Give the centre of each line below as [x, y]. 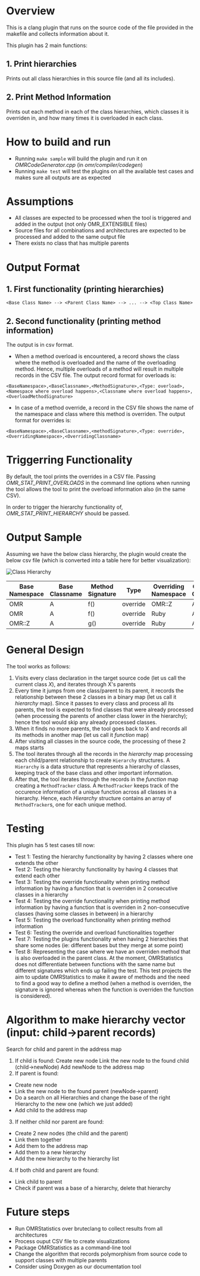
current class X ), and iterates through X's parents [75, 684]
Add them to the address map [51, 1146]
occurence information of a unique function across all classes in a [96, 792]
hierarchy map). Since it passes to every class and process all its [94, 704]
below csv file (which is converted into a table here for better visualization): [99, 561]
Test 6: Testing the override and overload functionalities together [94, 933]
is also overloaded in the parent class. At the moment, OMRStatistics [99, 958]
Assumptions [40, 201]
